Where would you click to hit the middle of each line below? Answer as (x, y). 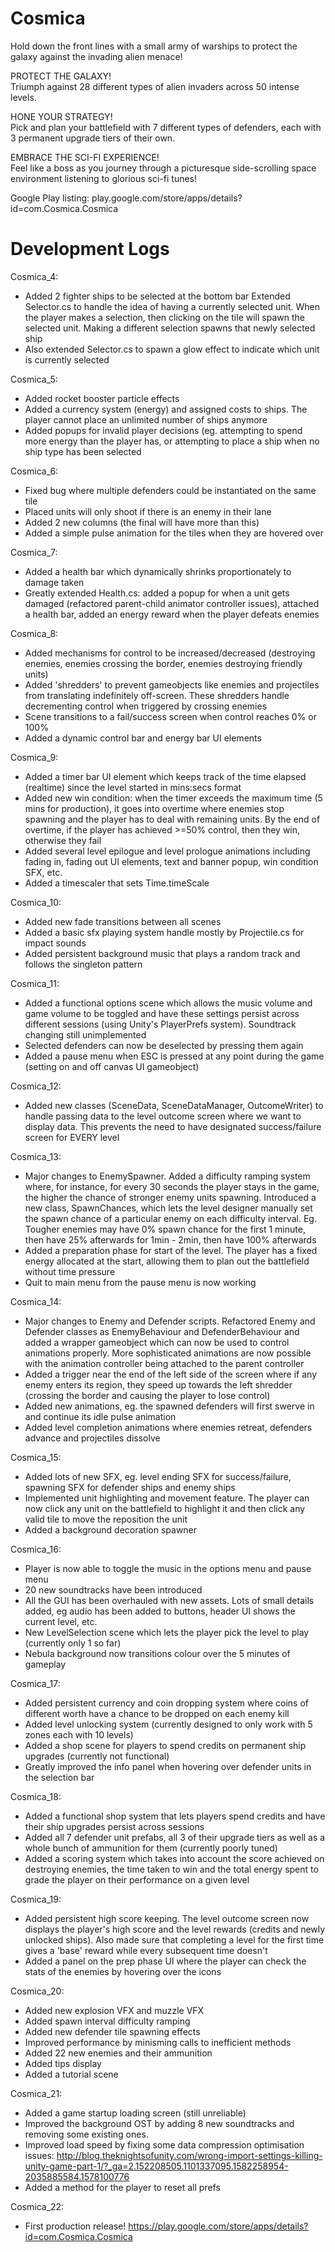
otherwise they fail (63, 840)
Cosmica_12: (36, 1086)
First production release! (75, 2226)
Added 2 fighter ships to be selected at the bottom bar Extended (157, 296)
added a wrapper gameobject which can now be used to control (157, 1342)
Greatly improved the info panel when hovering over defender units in (168, 1766)
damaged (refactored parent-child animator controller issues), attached (172, 603)
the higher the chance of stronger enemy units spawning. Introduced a (170, 1197)
